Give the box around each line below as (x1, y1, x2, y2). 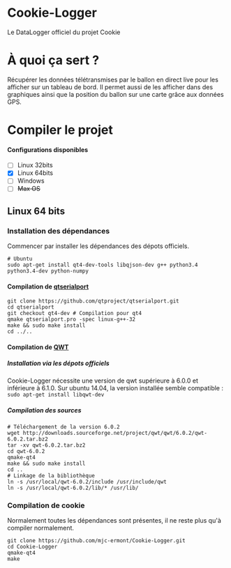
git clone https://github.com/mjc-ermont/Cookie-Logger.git (7, 537, 186, 544)
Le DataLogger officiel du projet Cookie (7, 28, 121, 36)
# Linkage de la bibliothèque (7, 472, 96, 479)
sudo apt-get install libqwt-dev (7, 391, 105, 398)
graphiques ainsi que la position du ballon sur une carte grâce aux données (7, 90, 225, 98)
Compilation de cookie (7, 500, 85, 510)
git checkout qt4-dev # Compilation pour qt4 (7, 310, 142, 317)
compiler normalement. (7, 524, 75, 532)
